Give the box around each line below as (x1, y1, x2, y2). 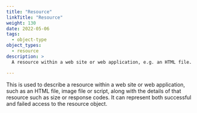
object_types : (6, 43, 42, 49)
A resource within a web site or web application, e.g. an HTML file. (11, 59, 192, 65)
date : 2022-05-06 (6, 25, 50, 32)
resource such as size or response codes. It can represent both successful (6, 94, 192, 101)
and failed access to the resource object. (6, 100, 108, 107)
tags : (6, 31, 20, 37)
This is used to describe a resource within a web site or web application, (6, 81, 185, 88)
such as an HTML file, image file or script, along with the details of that (6, 87, 181, 94)
